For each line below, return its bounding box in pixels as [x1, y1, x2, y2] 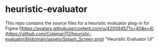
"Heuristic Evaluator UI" [105, 36, 154, 42]
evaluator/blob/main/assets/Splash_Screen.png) [5, 36, 104, 42]
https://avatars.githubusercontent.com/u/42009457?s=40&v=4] [21, 25, 154, 31]
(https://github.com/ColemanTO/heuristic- [5, 30, 92, 36]
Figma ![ [5, 25, 22, 31]
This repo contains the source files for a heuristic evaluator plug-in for [5, 20, 150, 26]
